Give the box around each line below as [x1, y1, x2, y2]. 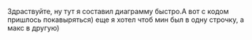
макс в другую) [7, 24, 60, 32]
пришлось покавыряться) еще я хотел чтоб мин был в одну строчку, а [7, 15, 245, 24]
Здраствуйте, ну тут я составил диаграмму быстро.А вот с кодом [7, 7, 229, 16]
